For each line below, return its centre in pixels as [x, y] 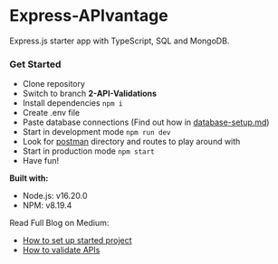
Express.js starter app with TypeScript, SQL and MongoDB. [120, 41]
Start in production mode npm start [89, 151]
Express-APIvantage [89, 16]
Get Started [35, 64]
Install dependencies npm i [72, 103]
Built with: [29, 178]
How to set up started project [77, 240]
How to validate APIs [61, 250]
